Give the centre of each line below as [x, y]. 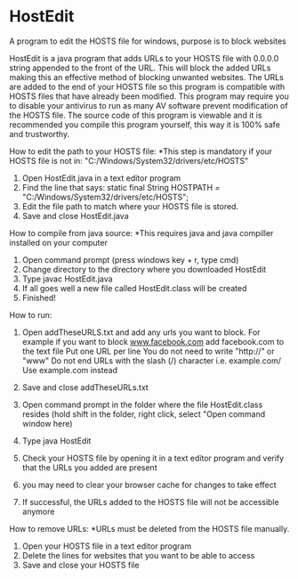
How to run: [31, 314]
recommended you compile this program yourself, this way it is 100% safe [145, 124]
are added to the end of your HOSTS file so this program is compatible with [147, 86]
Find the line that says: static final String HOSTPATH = [121, 187]
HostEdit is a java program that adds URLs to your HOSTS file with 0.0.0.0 [144, 58]
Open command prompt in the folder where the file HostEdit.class [142, 404]
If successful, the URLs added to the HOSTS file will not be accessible [150, 502]
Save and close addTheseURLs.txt [85, 387]
